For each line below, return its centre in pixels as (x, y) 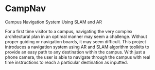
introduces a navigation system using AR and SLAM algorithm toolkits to (77, 47)
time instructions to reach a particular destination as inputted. (67, 62)
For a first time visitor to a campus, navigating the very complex (69, 31)
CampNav (26, 9)
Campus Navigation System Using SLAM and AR (53, 22)
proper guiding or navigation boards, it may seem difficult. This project (76, 41)
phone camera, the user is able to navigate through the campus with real (78, 57)
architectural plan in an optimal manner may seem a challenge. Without (76, 36)
